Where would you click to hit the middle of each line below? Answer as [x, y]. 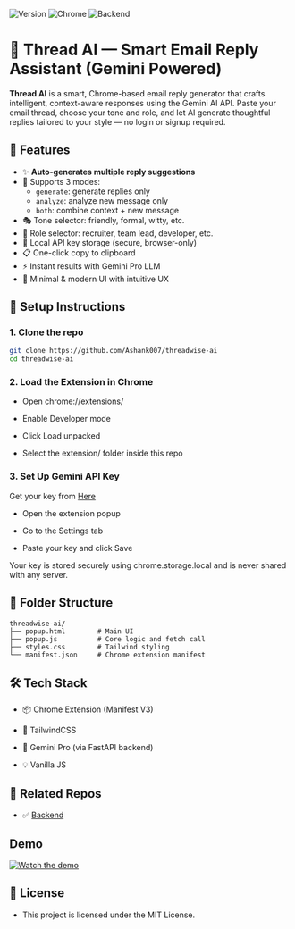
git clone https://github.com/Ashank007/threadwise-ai [114, 351]
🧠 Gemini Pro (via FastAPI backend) [88, 748]
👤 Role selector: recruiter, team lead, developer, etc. [118, 233]
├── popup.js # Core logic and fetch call [107, 639]
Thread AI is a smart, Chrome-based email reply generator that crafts [137, 93]
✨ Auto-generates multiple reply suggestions [109, 172]
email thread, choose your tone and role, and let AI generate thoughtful [140, 113]
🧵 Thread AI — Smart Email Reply [134, 50]
